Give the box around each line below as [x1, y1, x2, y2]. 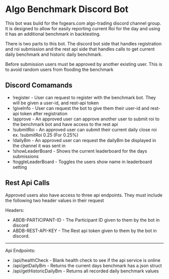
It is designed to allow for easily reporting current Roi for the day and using [5, 25, 160, 31]
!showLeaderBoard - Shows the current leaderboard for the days [12, 148, 147, 154]
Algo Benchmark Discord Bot [5, 4, 129, 15]
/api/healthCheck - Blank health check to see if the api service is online [12, 257, 161, 263]
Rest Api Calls [5, 179, 50, 187]
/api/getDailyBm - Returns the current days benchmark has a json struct [12, 262, 162, 268]
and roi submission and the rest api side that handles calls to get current [5, 46, 155, 52]
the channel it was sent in [12, 143, 66, 149]
